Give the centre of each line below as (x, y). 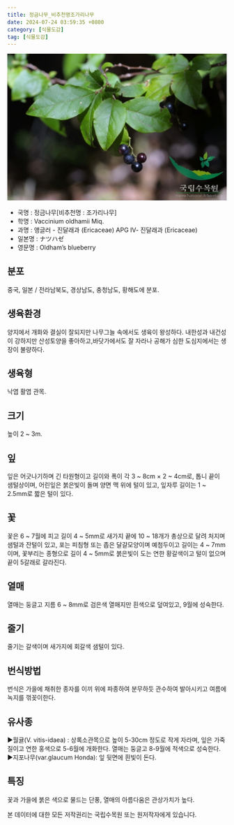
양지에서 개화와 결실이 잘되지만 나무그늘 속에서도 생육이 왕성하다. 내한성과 (108, 332)
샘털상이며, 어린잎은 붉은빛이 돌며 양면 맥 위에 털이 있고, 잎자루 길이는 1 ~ (107, 485)
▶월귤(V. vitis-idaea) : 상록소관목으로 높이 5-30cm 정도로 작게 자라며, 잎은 (110, 740)
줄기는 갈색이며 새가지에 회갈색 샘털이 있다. (66, 647)
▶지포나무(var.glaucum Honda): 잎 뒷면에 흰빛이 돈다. (82, 757)
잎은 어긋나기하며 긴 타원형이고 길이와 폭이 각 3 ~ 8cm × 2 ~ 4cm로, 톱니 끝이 (114, 476)
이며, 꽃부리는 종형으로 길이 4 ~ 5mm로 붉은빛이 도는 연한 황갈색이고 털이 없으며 (117, 553)
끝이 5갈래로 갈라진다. (37, 562)
